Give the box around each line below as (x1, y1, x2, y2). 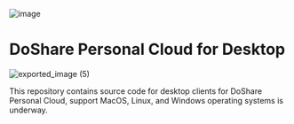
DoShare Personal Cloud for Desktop (9, 40, 286, 59)
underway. (9, 105, 49, 115)
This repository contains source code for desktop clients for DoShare (9, 85, 263, 97)
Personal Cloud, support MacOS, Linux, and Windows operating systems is (9, 95, 284, 105)
